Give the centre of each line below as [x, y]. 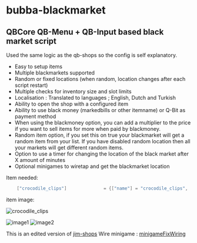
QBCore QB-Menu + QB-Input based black [85, 32]
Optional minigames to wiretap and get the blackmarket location [92, 166]
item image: [20, 200]
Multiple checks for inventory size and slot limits [73, 91]
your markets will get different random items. [69, 148]
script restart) [31, 85]
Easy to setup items [39, 66]
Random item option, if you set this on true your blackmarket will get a [99, 135]
